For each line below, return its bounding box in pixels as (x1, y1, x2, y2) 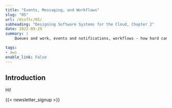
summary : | (5, 31, 29, 36)
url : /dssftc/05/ (5, 17, 42, 22)
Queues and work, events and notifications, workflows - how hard (14, 36, 159, 41)
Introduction (5, 73, 46, 82)
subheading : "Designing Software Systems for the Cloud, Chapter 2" (5, 21, 155, 27)
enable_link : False (5, 55, 47, 60)
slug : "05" (5, 12, 29, 17)
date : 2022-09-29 (5, 26, 42, 32)
